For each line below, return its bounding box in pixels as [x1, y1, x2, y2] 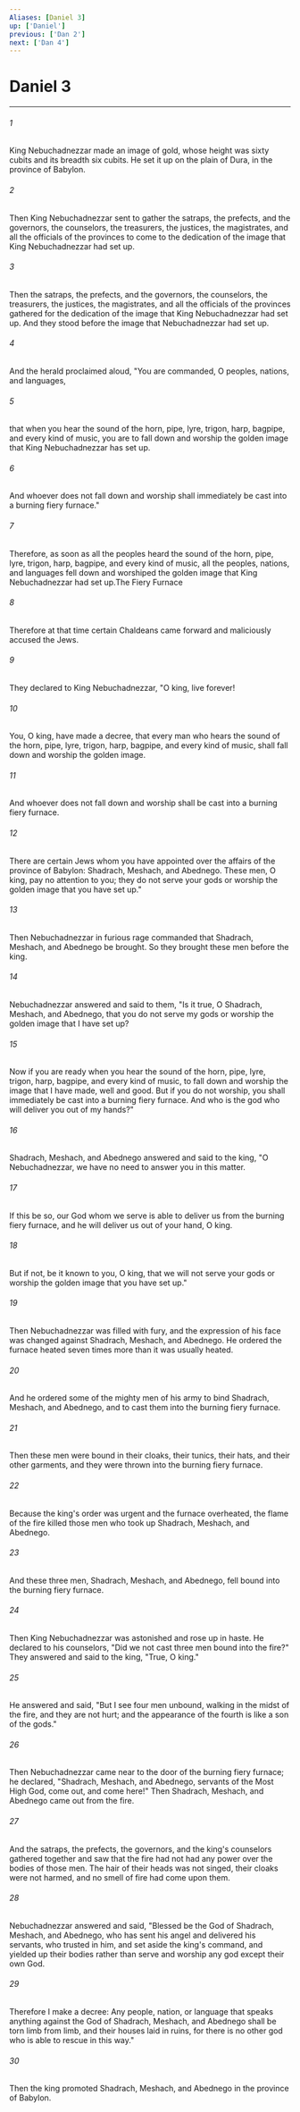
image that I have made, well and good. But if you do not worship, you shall [9, 1085, 286, 1096]
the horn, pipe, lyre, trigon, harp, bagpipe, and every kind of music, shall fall [9, 740, 288, 751]
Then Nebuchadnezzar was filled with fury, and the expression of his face [9, 1325, 281, 1336]
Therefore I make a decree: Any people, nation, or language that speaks [9, 2007, 274, 2017]
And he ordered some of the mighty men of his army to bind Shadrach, [9, 1393, 270, 1403]
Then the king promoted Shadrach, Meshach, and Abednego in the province [9, 2083, 289, 2094]
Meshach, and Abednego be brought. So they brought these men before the [9, 941, 289, 952]
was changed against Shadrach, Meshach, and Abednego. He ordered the [9, 1335, 283, 1346]
